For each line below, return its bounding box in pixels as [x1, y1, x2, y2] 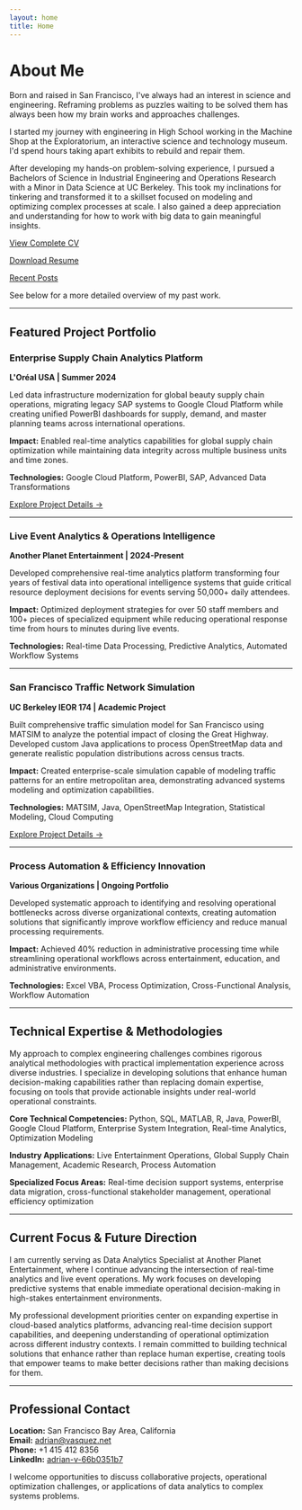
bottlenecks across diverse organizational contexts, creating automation [9, 907, 277, 918]
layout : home [9, 13, 58, 22]
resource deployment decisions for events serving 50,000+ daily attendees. [9, 586, 290, 598]
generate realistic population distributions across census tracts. [9, 747, 245, 758]
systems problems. [9, 1490, 80, 1502]
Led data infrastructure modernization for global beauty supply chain [9, 389, 265, 400]
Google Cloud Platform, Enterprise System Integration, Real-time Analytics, [9, 1122, 287, 1133]
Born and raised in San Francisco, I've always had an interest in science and [9, 90, 291, 101]
